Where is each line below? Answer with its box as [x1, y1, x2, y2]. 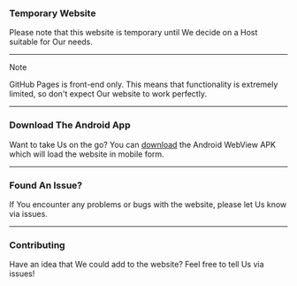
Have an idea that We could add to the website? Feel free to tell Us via [9, 259, 264, 270]
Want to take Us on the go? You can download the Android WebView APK [9, 139, 277, 150]
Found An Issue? [9, 179, 82, 191]
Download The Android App [9, 119, 131, 131]
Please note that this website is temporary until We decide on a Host [9, 27, 258, 38]
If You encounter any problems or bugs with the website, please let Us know [9, 198, 287, 210]
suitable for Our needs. [9, 36, 93, 47]
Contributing [9, 238, 65, 251]
